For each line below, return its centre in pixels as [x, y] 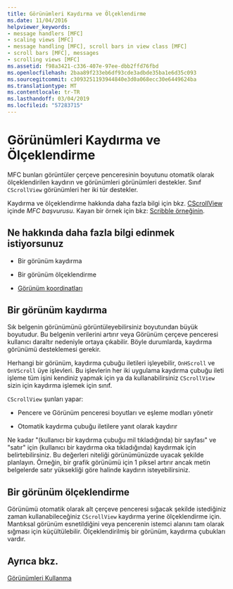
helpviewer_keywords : [39, 27]
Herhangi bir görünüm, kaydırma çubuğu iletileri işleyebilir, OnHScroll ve [111, 363]
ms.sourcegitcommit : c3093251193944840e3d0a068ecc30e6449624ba [102, 79]
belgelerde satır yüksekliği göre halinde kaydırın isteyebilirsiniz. [99, 470]
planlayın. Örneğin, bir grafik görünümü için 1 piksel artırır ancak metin [109, 462]
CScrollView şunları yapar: [45, 399]
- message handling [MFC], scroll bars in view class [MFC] [97, 46]
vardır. [17, 539]
